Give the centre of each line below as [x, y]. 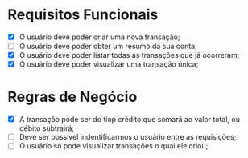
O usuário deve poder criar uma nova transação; [99, 37]
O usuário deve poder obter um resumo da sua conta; [108, 46]
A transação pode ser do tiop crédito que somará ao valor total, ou [130, 120]
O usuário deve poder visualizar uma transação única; [109, 64]
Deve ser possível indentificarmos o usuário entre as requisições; [128, 137]
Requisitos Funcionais [83, 15]
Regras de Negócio [72, 97]
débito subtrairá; [46, 128]
